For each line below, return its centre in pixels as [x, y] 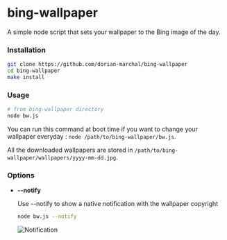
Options [21, 175]
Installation [27, 50]
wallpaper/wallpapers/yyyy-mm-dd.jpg [62, 157]
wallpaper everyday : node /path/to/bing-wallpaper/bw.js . [92, 136]
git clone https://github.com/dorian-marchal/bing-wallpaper [98, 65]
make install [26, 77]
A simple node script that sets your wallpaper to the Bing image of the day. [114, 32]
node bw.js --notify [47, 216]
